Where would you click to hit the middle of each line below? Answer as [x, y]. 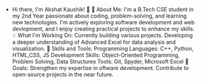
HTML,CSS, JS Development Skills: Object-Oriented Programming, [96, 55]
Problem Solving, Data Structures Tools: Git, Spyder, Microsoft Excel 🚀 [100, 61]
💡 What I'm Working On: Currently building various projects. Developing [102, 35]
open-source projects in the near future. [63, 74]
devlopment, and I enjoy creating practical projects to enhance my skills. [103, 29]
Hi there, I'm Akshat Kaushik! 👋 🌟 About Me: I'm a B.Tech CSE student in [103, 9]
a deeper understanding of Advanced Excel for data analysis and [94, 42]
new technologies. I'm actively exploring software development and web [103, 22]
